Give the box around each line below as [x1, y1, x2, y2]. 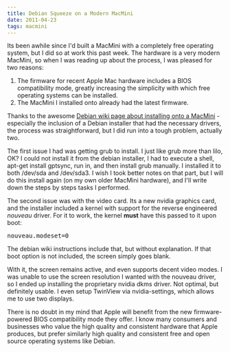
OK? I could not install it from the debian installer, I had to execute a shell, [7, 154, 214, 163]
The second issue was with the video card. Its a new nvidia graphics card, [7, 197, 216, 205]
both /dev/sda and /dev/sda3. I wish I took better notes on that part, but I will [7, 169, 224, 177]
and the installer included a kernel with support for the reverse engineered [7, 204, 218, 213]
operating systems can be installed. [16, 91, 118, 99]
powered [7, 315, 32, 323]
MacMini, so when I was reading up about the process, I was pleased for [7, 56, 213, 64]
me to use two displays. [7, 294, 74, 303]
